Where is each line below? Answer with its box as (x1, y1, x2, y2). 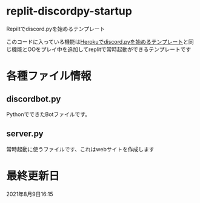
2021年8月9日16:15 (6, 190, 53, 198)
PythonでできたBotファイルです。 (6, 111, 91, 118)
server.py (6, 129, 44, 139)
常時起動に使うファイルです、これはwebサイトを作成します (6, 145, 155, 153)
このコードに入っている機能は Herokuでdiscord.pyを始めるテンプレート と (6, 38, 189, 45)
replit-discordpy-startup (6, 4, 132, 18)
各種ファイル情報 (6, 69, 92, 83)
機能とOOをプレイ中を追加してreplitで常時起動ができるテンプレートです (11, 46, 192, 53)
